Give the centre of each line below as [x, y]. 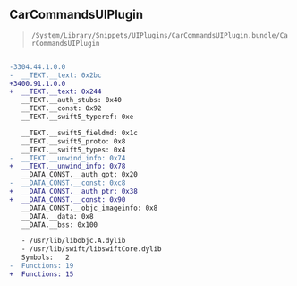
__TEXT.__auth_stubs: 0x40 [72, 100]
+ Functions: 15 [42, 274]
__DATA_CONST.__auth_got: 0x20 [80, 175]
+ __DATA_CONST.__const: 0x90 [68, 199]
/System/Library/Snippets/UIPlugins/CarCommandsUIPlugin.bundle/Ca [159, 35]
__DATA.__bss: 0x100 [59, 225]
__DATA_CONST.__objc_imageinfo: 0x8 [89, 208]
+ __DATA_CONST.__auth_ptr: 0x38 [74, 192]
